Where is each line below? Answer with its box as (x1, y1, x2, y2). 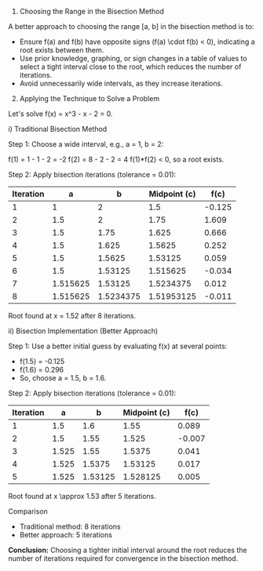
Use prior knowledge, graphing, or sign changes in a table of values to (19, 54, 247, 63)
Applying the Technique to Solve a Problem (19, 94, 159, 103)
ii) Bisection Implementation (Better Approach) (8, 326, 159, 336)
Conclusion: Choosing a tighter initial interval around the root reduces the (8, 545, 247, 555)
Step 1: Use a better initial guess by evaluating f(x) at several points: (8, 341, 228, 351)
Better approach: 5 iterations (19, 530, 112, 540)
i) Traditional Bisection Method (8, 125, 108, 133)
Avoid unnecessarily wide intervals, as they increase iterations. (19, 78, 224, 88)
